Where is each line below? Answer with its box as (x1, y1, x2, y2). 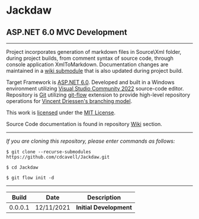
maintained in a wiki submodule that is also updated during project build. (6, 67, 184, 74)
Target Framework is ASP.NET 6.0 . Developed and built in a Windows (6, 79, 175, 86)
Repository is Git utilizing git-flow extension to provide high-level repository (6, 91, 191, 98)
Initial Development (76, 204, 132, 211)
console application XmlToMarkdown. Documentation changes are (6, 61, 169, 68)
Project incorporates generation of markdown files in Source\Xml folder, (6, 49, 182, 55)
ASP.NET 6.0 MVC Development (6, 27, 127, 37)
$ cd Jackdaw (6, 165, 38, 170)
